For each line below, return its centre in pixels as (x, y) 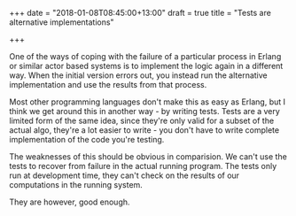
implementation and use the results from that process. (108, 85)
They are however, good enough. (70, 202)
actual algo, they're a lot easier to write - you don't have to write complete (144, 130)
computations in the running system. (76, 185)
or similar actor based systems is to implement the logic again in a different (146, 66)
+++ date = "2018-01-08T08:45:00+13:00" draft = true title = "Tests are (140, 13)
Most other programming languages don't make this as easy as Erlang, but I (148, 102)
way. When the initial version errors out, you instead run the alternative (138, 75)
